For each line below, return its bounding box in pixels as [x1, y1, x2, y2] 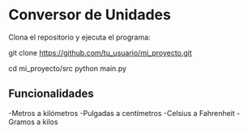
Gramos [8, 117, 35, 127]
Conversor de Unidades [8, 6, 172, 24]
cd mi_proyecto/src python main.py [8, 63, 127, 73]
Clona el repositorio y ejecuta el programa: [8, 32, 152, 42]
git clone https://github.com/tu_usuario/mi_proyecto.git [8, 48, 192, 57]
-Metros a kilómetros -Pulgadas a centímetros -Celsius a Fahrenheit [8, 108, 235, 118]
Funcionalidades [8, 87, 95, 101]
